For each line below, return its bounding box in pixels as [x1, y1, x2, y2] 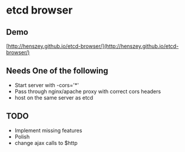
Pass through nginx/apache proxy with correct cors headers [14, 88, 161, 95]
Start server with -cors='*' [14, 81, 80, 88]
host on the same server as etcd [14, 94, 93, 101]
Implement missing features [14, 127, 82, 134]
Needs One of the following [6, 66, 108, 76]
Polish [14, 133, 30, 140]
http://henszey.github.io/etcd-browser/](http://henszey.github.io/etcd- [8, 42, 179, 49]
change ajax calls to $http [14, 139, 78, 146]
